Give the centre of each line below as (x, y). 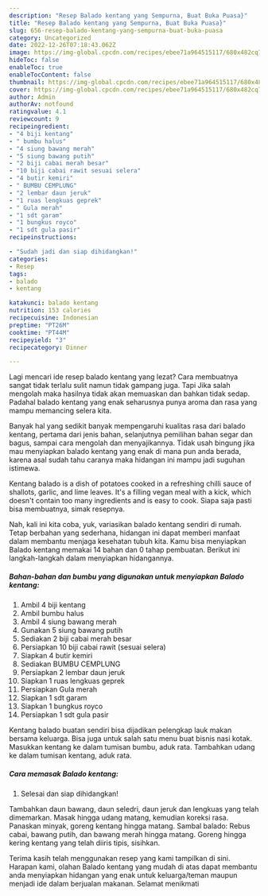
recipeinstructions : (43, 238)
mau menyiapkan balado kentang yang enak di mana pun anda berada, (125, 452)
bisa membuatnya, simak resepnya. (67, 509)
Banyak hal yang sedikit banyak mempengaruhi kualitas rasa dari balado (127, 426)
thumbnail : (27, 82)
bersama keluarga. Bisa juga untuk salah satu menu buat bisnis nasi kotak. (131, 739)
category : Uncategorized (50, 38)
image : (20, 52)
